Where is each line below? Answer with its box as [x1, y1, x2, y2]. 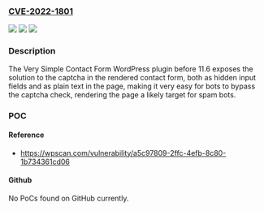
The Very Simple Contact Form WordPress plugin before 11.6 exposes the [8, 63, 253, 74]
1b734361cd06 [19, 157, 71, 166]
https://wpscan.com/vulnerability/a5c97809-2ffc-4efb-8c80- [19, 148, 227, 157]
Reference [8, 130, 45, 140]
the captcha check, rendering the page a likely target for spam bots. [8, 89, 236, 99]
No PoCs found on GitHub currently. [8, 193, 129, 203]
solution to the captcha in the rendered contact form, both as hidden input [8, 72, 257, 82]
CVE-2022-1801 [8, 6, 73, 17]
